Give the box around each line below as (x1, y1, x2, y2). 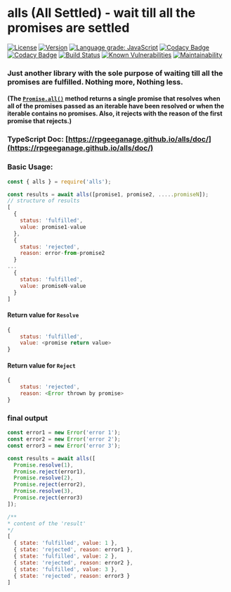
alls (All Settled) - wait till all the (7, 5, 196, 21)
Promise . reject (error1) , (13, 468, 86, 475)
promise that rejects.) (7, 117, 72, 125)
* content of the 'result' (7, 519, 86, 527)
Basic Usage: (7, 162, 53, 172)
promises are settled (7, 20, 130, 36)
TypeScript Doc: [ (7, 134, 69, 144)
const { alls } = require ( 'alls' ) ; (7, 178, 112, 185)
